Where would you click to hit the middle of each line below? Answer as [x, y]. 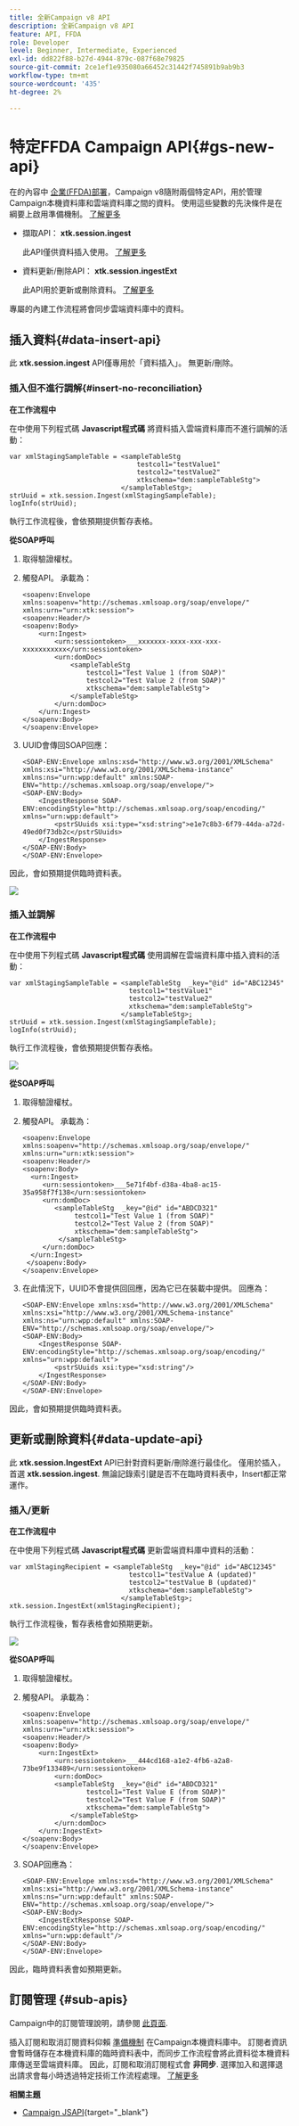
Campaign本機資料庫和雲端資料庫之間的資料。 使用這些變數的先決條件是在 [146, 203]
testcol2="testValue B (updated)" [192, 1582]
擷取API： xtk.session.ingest [77, 234]
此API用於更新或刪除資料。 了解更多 [88, 290]
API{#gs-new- [220, 147]
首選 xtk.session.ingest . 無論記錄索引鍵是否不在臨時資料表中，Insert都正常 [148, 1473]
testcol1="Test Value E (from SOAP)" [156, 1792]
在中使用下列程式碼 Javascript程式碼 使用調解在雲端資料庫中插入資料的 [141, 955]
